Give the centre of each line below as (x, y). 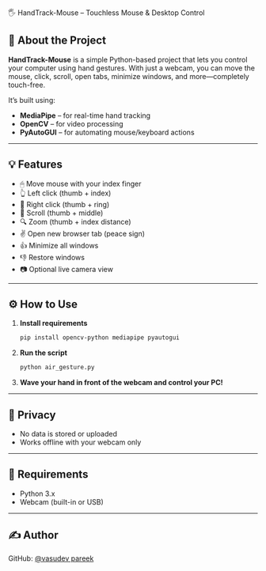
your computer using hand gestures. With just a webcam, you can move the (132, 68)
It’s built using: (32, 100)
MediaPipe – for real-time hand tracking (85, 115)
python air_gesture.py (57, 368)
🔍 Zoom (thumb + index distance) (76, 221)
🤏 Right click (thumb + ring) (65, 204)
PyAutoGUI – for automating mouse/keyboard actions (107, 132)
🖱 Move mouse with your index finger (80, 183)
